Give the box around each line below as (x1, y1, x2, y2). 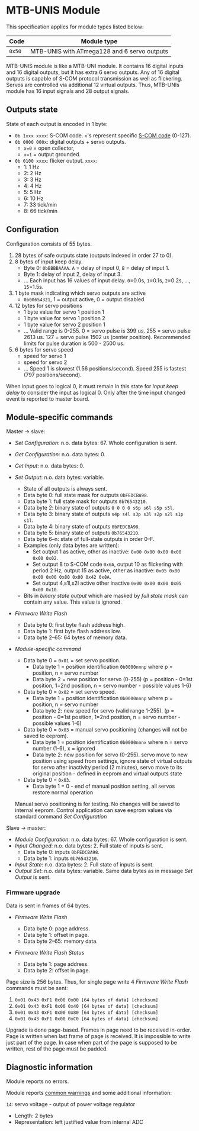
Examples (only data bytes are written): (23, 542, 120, 549)
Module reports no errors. (6, 1078, 69, 1085)
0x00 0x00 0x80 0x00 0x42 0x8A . (32, 573, 111, 581)
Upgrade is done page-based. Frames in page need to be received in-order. (6, 1026, 191, 1033)
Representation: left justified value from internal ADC (14, 1119, 143, 1126)
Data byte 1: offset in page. (23, 931, 89, 938)
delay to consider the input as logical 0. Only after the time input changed (6, 389, 185, 396)
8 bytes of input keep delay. (14, 258, 83, 265)
